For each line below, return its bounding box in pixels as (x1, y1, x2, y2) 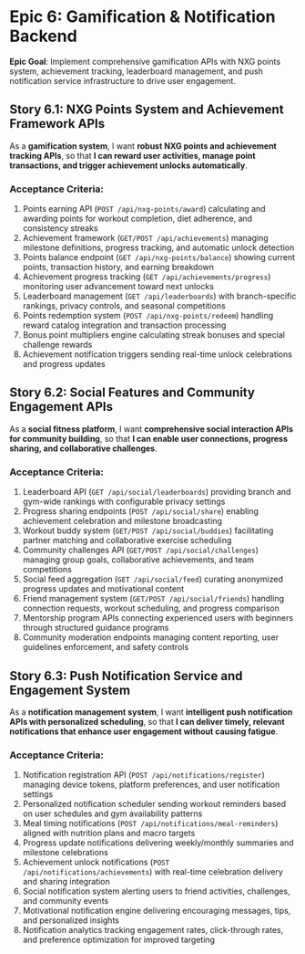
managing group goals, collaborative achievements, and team (22, 554, 255, 565)
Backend (9, 26, 77, 47)
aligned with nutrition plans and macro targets (22, 828, 196, 839)
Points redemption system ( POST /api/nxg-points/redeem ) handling (22, 310, 274, 321)
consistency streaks (22, 223, 98, 234)
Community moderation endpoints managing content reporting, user (22, 632, 280, 643)
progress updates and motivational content (22, 583, 185, 594)
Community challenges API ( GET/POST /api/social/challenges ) (22, 545, 259, 556)
